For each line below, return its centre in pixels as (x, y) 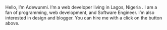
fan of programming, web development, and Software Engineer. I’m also (80, 12)
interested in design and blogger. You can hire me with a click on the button (84, 18)
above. (12, 23)
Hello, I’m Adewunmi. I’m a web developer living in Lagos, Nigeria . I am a (81, 7)
